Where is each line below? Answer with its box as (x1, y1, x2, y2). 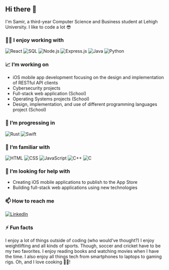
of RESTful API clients (12, 80, 58, 86)
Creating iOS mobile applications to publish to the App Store (12, 179, 138, 185)
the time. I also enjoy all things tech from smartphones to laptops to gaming (5, 253, 162, 259)
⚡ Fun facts (5, 224, 34, 231)
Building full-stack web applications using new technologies (12, 184, 138, 190)
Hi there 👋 (5, 5, 37, 14)
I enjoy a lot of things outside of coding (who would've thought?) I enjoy (5, 237, 155, 243)
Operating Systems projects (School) (12, 96, 90, 102)
